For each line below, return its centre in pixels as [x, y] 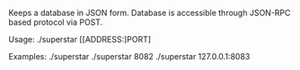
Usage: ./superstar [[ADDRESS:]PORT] [80, 39]
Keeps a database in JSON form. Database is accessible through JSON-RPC [150, 13]
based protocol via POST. [56, 22]
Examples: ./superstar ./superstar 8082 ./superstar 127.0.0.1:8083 [129, 56]
